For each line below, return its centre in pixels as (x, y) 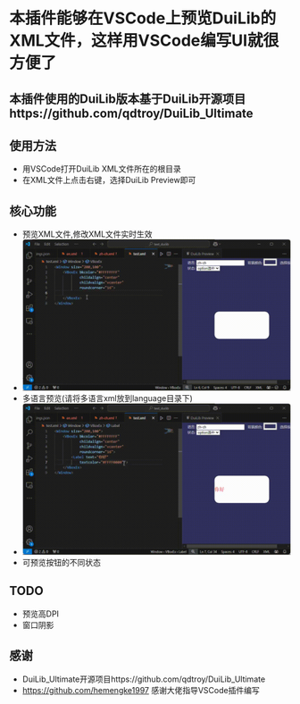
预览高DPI (41, 614)
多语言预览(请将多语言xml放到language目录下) (108, 398)
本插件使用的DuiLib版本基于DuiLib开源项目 (128, 99)
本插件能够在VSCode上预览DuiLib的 (143, 18)
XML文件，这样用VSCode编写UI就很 (144, 41)
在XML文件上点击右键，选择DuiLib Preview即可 (109, 180)
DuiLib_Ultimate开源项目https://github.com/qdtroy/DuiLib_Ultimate (144, 679)
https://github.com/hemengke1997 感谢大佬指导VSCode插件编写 (141, 690)
